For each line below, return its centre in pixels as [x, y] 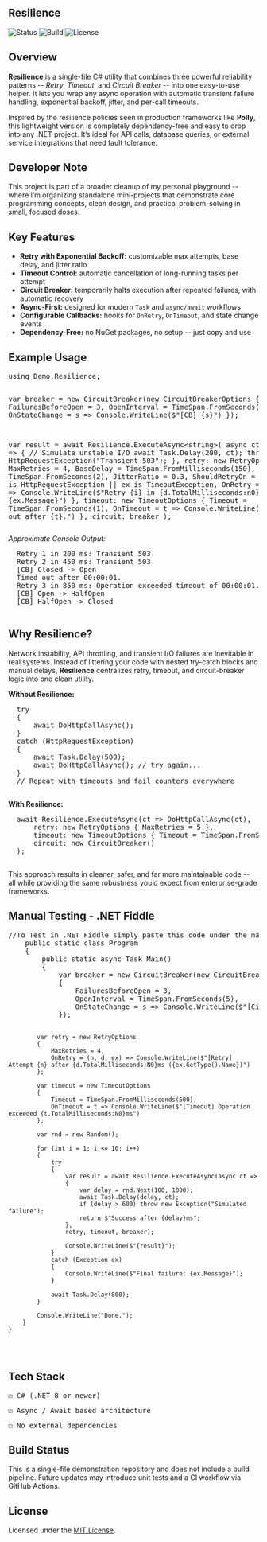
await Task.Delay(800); [90, 1295]
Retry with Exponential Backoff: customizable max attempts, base [129, 256]
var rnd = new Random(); [78, 1134]
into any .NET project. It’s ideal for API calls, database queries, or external [129, 134]
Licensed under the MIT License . [62, 1530]
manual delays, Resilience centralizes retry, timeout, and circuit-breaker [126, 670]
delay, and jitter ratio [53, 265]
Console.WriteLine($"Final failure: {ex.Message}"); [154, 1273]
